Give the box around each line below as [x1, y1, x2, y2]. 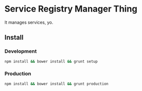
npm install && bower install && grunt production [4, 81, 109, 86]
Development [4, 48, 37, 55]
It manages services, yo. [4, 19, 54, 25]
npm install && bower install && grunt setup [4, 59, 98, 64]
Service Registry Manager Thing [4, 3, 138, 15]
